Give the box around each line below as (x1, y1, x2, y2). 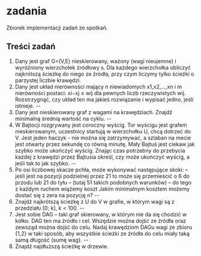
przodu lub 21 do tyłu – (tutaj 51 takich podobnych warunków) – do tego (14, 178, 192, 186)
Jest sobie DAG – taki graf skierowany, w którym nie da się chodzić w (14, 210, 187, 218)
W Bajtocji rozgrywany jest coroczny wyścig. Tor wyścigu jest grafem (14, 121, 187, 129)
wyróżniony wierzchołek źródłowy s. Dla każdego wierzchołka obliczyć (14, 64, 191, 71)
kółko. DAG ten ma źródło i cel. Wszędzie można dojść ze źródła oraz (14, 217, 187, 224)
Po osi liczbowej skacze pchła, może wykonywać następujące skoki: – (14, 166, 188, 173)
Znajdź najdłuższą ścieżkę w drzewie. (14, 242, 109, 250)
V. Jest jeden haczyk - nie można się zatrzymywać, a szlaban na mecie (14, 134, 191, 141)
